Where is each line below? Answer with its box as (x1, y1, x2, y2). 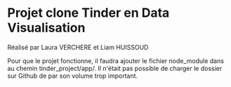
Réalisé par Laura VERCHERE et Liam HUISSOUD (7, 43, 149, 51)
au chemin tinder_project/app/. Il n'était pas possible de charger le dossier (7, 64, 223, 72)
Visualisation (7, 20, 86, 36)
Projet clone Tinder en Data (7, 5, 170, 21)
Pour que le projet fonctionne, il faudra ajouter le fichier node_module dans (7, 56, 225, 65)
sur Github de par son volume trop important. (7, 72, 138, 80)
